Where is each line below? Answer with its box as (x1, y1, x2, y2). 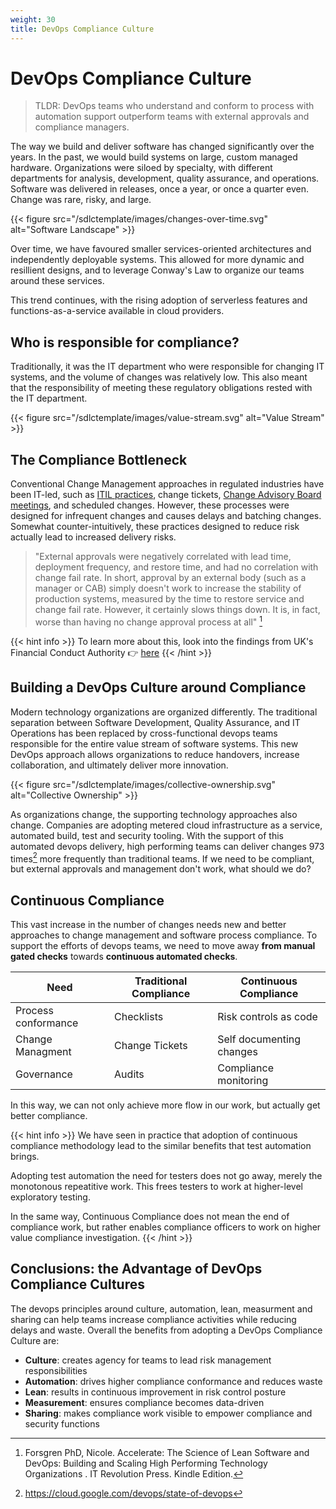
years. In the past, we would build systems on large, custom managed (10, 151, 298, 163)
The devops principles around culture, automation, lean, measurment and (10, 1302, 313, 1315)
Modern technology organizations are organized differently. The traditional (10, 706, 318, 718)
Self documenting (217, 1032, 302, 1046)
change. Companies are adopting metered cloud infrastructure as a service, (10, 819, 323, 831)
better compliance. (10, 1110, 88, 1121)
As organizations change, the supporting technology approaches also (10, 808, 298, 820)
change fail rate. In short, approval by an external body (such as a (34, 572, 307, 584)
